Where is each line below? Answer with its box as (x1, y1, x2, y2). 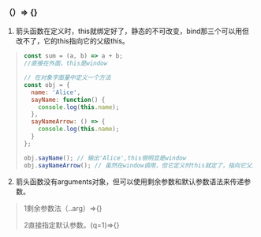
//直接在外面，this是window (23, 59, 108, 68)
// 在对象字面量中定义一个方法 (23, 73, 111, 82)
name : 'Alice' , (31, 88, 81, 96)
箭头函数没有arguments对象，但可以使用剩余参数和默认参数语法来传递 (15, 176, 244, 186)
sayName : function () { (31, 96, 106, 103)
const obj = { (23, 81, 70, 88)
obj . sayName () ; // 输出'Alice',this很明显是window (23, 154, 187, 162)
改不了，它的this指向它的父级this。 (15, 36, 130, 46)
